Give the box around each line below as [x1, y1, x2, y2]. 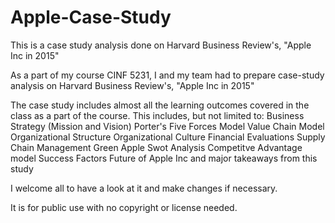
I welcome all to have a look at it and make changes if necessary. [10, 182, 278, 194]
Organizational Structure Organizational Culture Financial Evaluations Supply [10, 131, 326, 143]
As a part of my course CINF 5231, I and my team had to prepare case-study [10, 69, 325, 81]
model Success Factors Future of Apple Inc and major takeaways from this [10, 152, 318, 164]
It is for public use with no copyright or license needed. [10, 201, 238, 213]
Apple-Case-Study [10, 6, 172, 29]
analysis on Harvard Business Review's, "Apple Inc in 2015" [10, 79, 255, 91]
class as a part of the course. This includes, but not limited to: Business [10, 109, 305, 121]
